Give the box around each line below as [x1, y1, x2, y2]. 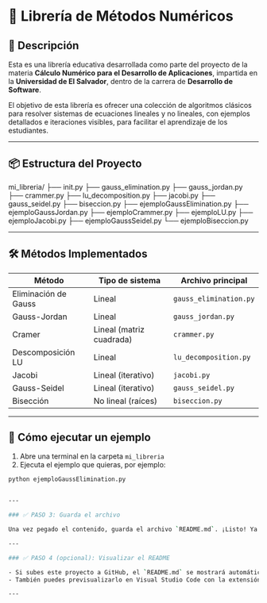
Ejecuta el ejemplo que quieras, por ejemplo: [19, 460, 166, 470]
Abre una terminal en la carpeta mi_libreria [19, 451, 164, 461]
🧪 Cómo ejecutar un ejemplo [8, 431, 151, 444]
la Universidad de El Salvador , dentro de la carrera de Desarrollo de [8, 77, 233, 86]
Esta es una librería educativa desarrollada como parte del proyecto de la [8, 60, 248, 69]
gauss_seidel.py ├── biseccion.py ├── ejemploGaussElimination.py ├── [8, 198, 249, 209]
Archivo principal [180, 275, 248, 286]
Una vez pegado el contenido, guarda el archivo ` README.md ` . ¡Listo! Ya [8, 525, 258, 534]
